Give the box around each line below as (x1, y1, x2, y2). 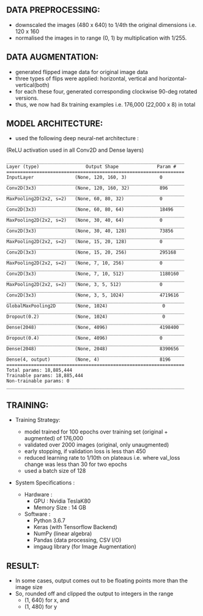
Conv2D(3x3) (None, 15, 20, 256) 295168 (6, 249, 176, 256)
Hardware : (24, 491, 53, 498)
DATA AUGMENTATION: (6, 52, 99, 62)
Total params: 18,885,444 (6, 367, 72, 374)
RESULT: (6, 560, 40, 571)
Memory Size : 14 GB (33, 504, 87, 511)
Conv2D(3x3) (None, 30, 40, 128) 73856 (6, 228, 174, 235)
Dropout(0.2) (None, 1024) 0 (6, 314, 166, 320)
